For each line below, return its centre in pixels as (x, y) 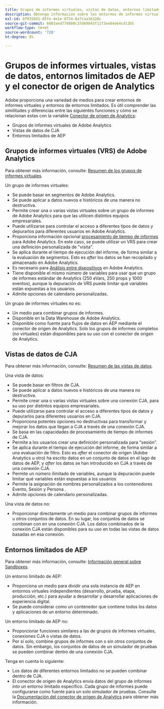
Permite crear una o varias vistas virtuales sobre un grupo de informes (83, 210)
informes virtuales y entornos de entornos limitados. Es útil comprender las (81, 105)
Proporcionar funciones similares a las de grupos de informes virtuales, (84, 631)
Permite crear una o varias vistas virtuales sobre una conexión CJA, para (85, 401)
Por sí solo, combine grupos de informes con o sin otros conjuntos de (82, 641)
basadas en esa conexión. (38, 534)
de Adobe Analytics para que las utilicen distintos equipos (71, 215)
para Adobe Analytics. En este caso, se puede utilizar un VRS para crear (85, 241)
